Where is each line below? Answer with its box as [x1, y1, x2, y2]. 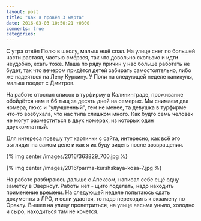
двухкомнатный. [6, 123, 49, 130]
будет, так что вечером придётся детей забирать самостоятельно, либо [6, 67, 192, 74]
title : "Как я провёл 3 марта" [6, 14, 85, 20]
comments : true [6, 25, 44, 32]
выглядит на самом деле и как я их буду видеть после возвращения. [6, 141, 184, 148]
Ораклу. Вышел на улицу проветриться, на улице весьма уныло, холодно [6, 202, 195, 209]
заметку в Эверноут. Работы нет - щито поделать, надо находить [6, 183, 174, 190]
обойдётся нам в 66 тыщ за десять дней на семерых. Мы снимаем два [6, 97, 189, 105]
